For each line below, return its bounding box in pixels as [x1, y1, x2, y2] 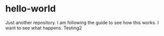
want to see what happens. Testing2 [5, 24, 82, 30]
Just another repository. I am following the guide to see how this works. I [5, 19, 159, 25]
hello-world [5, 3, 56, 14]
